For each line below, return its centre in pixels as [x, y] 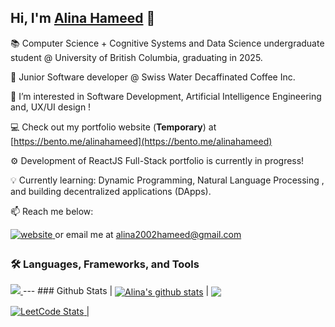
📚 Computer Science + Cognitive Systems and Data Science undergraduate [167, 43]
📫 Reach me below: [52, 211]
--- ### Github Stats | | [116, 291]
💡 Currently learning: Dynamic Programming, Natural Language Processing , [167, 180]
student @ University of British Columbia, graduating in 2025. [136, 57]
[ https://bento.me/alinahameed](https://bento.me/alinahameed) [141, 141]
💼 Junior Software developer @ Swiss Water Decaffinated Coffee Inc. [153, 77]
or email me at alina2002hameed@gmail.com [148, 234]
